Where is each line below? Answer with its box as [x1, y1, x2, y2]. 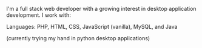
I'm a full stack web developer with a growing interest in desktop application [6, 5, 197, 12]
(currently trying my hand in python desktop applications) [6, 35, 150, 41]
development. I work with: [6, 11, 71, 19]
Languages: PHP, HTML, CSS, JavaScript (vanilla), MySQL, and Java [6, 23, 178, 30]
